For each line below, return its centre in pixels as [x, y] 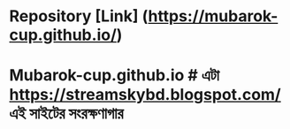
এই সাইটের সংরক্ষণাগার [66, 114]
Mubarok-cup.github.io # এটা [114, 76]
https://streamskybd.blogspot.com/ [145, 95]
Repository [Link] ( [79, 16]
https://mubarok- [213, 16]
